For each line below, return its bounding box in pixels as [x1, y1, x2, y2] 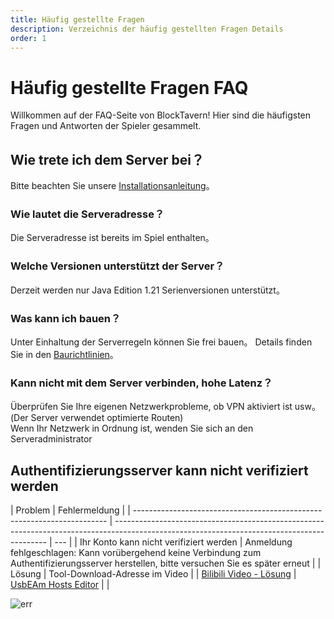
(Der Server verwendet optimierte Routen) [10, 412, 184, 424]
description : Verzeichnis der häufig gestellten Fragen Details [10, 24, 284, 34]
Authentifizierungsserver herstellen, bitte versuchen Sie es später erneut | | [10, 557, 322, 570]
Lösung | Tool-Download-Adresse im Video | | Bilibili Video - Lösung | [10, 568, 297, 580]
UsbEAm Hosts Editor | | [10, 579, 110, 591]
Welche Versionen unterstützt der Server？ [10, 259, 225, 273]
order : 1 [10, 33, 47, 43]
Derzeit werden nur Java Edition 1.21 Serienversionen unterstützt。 [10, 284, 285, 296]
